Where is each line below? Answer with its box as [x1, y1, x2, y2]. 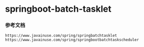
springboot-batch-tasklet [5, 3, 112, 15]
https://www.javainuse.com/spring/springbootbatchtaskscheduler [5, 38, 139, 43]
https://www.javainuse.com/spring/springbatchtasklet [5, 33, 118, 38]
